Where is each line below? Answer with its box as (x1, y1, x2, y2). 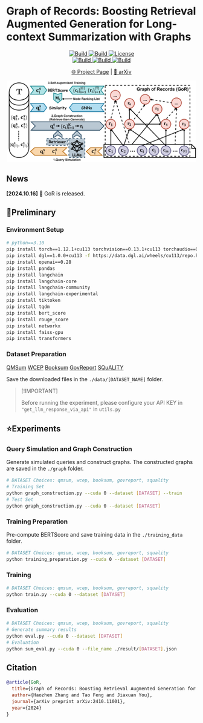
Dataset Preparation (6, 350, 66, 358)
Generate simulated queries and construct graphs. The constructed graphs (6, 459, 193, 466)
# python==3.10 (6, 240, 45, 246)
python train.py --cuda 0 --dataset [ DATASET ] (6, 591, 126, 597)
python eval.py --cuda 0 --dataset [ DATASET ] (6, 633, 123, 639)
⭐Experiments (6, 424, 61, 434)
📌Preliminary (6, 207, 56, 217)
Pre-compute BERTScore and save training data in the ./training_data (6, 531, 183, 538)
